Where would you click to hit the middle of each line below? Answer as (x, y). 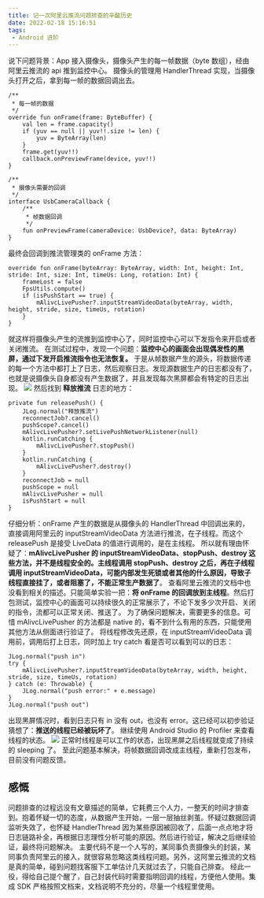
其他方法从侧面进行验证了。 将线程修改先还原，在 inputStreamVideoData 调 (130, 632)
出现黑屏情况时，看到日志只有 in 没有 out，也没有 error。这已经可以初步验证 (132, 721)
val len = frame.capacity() (68, 124)
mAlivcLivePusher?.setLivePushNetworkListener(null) (110, 432)
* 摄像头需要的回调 (38, 188)
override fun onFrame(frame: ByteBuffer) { (81, 118)
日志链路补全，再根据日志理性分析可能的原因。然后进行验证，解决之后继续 (128, 837)
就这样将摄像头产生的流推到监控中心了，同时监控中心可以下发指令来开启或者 (132, 339)
